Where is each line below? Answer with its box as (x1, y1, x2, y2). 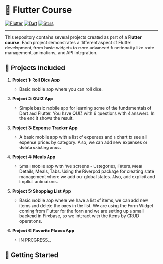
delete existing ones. (19, 144, 61, 150)
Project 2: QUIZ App (12, 96, 53, 101)
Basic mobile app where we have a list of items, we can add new (19, 198, 149, 203)
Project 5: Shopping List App (12, 188, 71, 194)
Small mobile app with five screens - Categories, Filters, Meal (19, 163, 142, 169)
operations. (19, 218, 42, 224)
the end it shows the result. (19, 115, 74, 121)
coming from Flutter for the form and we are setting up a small (19, 208, 144, 214)
